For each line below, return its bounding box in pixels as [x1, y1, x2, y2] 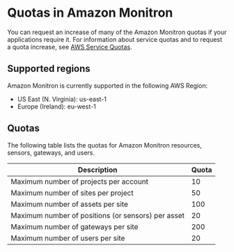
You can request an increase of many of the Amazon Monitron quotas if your [7, 28, 227, 36]
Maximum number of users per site [10, 233, 125, 243]
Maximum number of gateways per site [10, 221, 139, 231]
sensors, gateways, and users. [7, 148, 95, 157]
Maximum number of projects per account [10, 176, 148, 186]
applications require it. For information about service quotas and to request [7, 35, 223, 43]
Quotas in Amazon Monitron [7, 5, 173, 21]
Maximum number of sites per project [10, 188, 134, 198]
